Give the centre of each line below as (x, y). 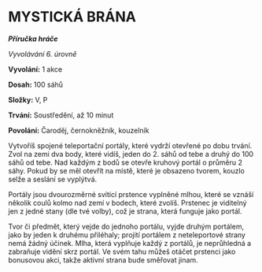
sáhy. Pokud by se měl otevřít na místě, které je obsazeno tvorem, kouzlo (127, 170)
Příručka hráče (33, 39)
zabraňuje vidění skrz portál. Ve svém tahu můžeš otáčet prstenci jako (122, 252)
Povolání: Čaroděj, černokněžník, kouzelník (79, 130)
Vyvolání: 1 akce (35, 69)
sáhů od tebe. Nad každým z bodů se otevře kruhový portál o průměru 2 (125, 162)
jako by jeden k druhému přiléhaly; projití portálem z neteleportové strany (127, 235)
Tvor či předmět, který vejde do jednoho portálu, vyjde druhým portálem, (126, 226)
